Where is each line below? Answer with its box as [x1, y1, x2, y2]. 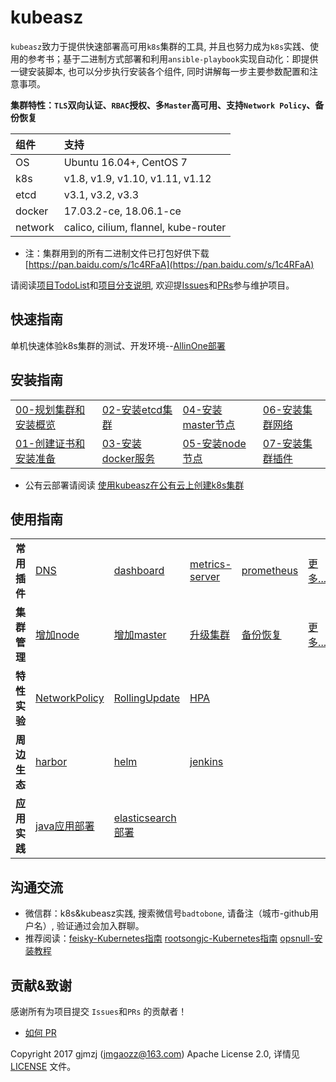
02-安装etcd [101, 402, 163, 416]
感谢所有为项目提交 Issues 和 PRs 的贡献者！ [10, 1006, 188, 1017]
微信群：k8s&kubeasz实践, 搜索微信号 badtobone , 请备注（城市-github [24, 907, 310, 920]
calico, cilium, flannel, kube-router [63, 220, 227, 234]
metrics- [189, 557, 232, 571]
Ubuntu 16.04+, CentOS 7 [63, 155, 188, 169]
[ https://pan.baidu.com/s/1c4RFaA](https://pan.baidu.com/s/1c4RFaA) [24, 258, 315, 270]
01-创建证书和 [15, 436, 86, 450]
